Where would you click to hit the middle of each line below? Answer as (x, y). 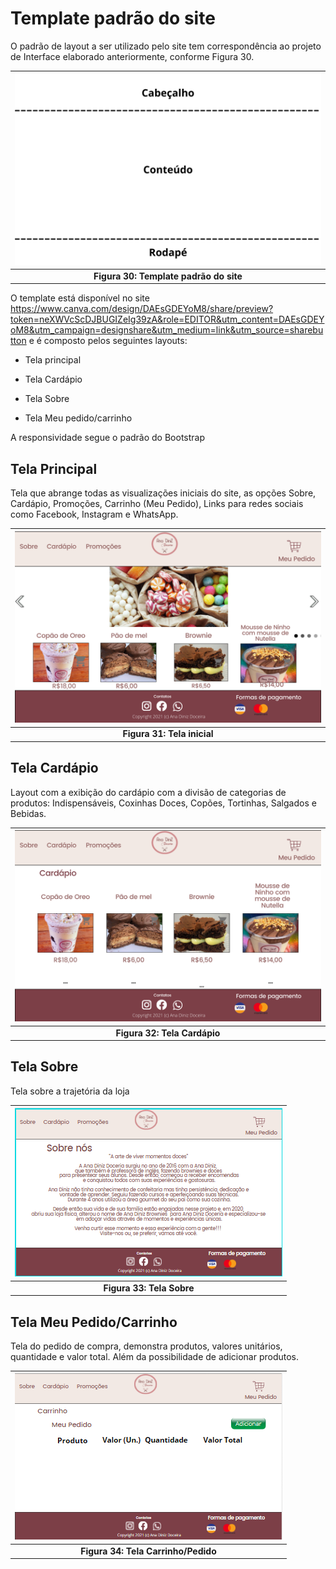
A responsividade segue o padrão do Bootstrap (107, 438)
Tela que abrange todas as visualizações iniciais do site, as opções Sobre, (163, 493)
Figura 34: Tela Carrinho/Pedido (148, 1551)
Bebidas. (28, 813)
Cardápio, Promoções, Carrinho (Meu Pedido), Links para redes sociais (157, 504)
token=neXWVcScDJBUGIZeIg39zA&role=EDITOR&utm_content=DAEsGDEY (167, 319)
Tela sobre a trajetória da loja (70, 1091)
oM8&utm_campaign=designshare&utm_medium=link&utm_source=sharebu (167, 330)
